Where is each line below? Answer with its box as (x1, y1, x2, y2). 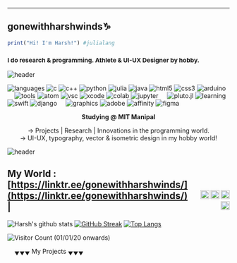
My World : (7, 168, 56, 180)
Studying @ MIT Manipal (81, 112, 156, 121)
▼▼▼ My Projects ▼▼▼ (13, 247, 84, 257)
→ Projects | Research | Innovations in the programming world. (27, 126, 210, 135)
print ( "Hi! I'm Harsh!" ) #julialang (7, 39, 115, 47)
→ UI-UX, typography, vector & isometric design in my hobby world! (20, 133, 217, 142)
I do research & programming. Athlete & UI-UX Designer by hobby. (7, 56, 200, 64)
